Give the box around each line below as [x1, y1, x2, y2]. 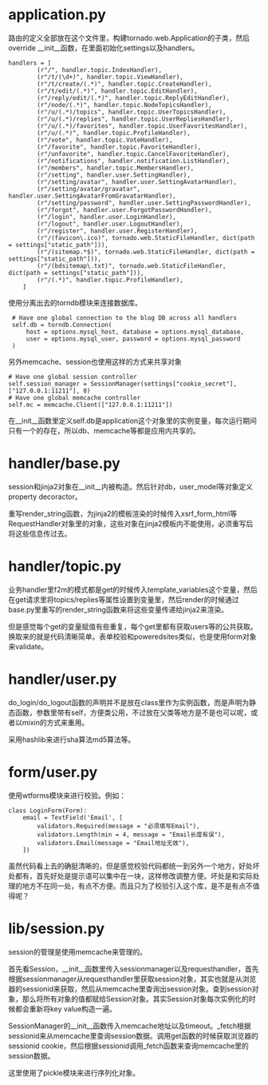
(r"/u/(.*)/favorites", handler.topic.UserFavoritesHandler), [37, 122, 248, 130]
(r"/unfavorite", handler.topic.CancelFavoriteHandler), [37, 150, 230, 158]
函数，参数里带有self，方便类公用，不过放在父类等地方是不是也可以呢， [14, 708, 251, 717]
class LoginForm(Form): [8, 806, 88, 815]
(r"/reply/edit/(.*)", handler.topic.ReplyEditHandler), [37, 94, 230, 102]
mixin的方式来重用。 [22, 717, 89, 727]
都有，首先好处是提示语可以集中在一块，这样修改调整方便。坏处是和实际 [14, 871, 253, 880]
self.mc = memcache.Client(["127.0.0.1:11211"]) [8, 401, 173, 409]
